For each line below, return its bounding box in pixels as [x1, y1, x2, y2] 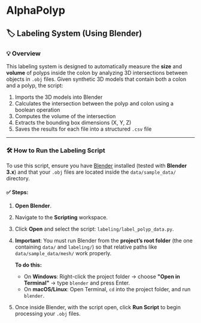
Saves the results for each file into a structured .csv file [14, 125, 152, 132]
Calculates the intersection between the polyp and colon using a [14, 99, 174, 107]
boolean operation [14, 106, 60, 113]
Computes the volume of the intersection [14, 112, 116, 120]
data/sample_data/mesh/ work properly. [14, 250, 112, 257]
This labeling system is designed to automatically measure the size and [6, 62, 182, 70]
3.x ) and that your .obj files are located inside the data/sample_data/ [6, 168, 176, 176]
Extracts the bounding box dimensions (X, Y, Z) [14, 119, 132, 126]
